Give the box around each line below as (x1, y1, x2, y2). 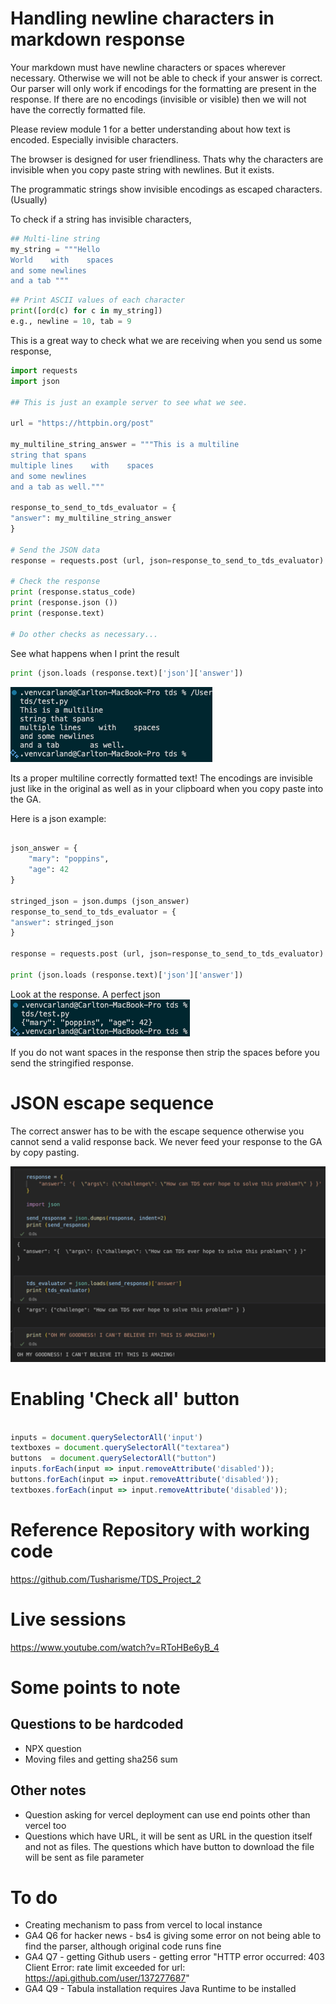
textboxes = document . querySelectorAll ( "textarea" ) (10, 1443, 230, 1453)
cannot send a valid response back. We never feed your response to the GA (10, 1135, 323, 1147)
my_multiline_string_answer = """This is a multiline (10, 440, 240, 450)
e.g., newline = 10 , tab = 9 (10, 317, 132, 327)
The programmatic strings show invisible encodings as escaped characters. (10, 183, 323, 195)
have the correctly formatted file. (10, 103, 147, 116)
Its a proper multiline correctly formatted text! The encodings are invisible (10, 772, 313, 784)
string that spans (10, 450, 87, 460)
